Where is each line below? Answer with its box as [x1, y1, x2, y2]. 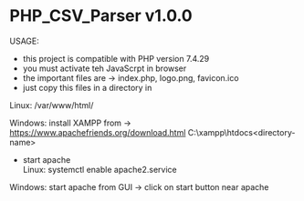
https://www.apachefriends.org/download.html [9, 126, 186, 137]
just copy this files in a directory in [22, 82, 152, 93]
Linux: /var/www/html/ [9, 99, 94, 110]
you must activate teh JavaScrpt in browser [22, 63, 187, 74]
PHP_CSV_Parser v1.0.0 [9, 5, 194, 26]
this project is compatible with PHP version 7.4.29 [22, 53, 210, 64]
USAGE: [9, 35, 39, 46]
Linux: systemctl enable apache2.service [22, 164, 177, 175]
